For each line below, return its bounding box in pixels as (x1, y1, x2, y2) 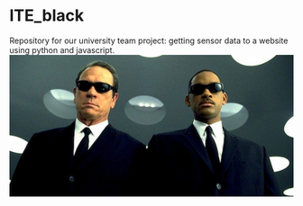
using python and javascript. (9, 44, 115, 55)
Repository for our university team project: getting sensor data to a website (9, 35, 289, 46)
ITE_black (9, 5, 85, 26)
